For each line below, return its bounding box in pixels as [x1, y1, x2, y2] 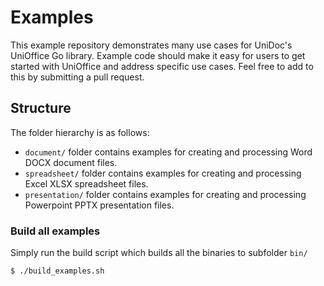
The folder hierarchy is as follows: [10, 126, 150, 138]
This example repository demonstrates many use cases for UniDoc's [10, 39, 293, 51]
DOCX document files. [24, 156, 118, 168]
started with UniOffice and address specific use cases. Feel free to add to [10, 60, 314, 72]
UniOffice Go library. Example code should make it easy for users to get [10, 49, 306, 61]
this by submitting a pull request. [10, 71, 145, 83]
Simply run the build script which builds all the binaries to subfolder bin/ [10, 247, 308, 259]
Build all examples [10, 224, 101, 238]
